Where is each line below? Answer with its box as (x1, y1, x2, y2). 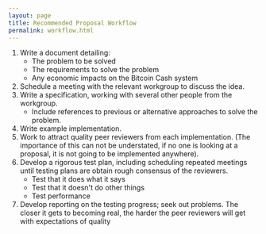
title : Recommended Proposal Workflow (8, 19, 137, 27)
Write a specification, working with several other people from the (19, 90, 233, 100)
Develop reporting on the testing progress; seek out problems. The (19, 200, 239, 209)
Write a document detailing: (19, 48, 111, 58)
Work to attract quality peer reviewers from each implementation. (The (19, 132, 251, 142)
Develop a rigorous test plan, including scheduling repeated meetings (19, 158, 248, 167)
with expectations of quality (19, 217, 111, 226)
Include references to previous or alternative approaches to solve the (31, 107, 258, 117)
